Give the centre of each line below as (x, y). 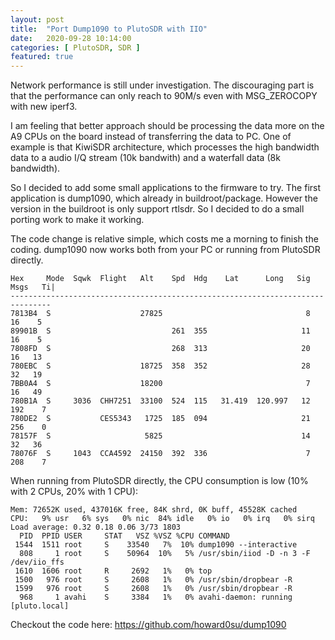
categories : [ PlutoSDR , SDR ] (75, 47)
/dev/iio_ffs (37, 562)
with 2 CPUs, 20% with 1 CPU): (74, 492)
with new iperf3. (44, 107)
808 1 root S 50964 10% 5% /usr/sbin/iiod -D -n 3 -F (165, 554)
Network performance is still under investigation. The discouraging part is (162, 85)
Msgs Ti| (33, 287)
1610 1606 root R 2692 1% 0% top (113, 571)
